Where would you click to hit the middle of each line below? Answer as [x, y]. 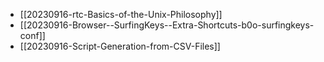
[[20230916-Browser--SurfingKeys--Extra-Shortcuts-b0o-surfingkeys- [167, 25]
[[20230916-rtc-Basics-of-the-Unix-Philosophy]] [121, 14]
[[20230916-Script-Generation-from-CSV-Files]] [120, 46]
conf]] [32, 35]
